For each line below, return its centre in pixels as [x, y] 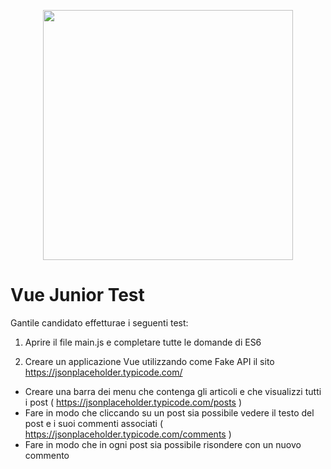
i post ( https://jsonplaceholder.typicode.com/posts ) [133, 402]
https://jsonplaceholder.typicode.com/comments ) [128, 434]
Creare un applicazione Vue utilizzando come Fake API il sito [149, 361]
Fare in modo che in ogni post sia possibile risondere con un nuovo [163, 444]
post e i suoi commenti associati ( [94, 423]
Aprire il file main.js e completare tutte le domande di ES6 [143, 342]
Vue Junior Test [77, 295]
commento [47, 455]
